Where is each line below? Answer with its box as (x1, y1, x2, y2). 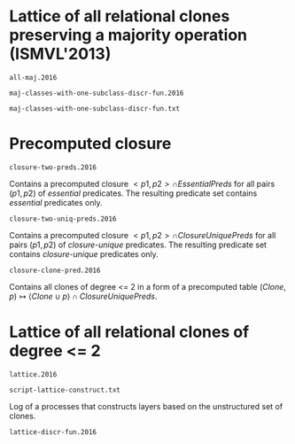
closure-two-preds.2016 (9, 162, 97, 172)
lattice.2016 (9, 370, 58, 378)
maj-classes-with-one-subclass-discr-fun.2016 (9, 89, 184, 97)
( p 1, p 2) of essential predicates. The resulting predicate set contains (9, 188, 258, 199)
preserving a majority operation (9, 25, 248, 45)
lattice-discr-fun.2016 (9, 427, 97, 436)
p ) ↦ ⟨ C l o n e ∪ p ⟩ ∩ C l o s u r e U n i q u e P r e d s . (9, 291, 158, 301)
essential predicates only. (9, 197, 104, 207)
